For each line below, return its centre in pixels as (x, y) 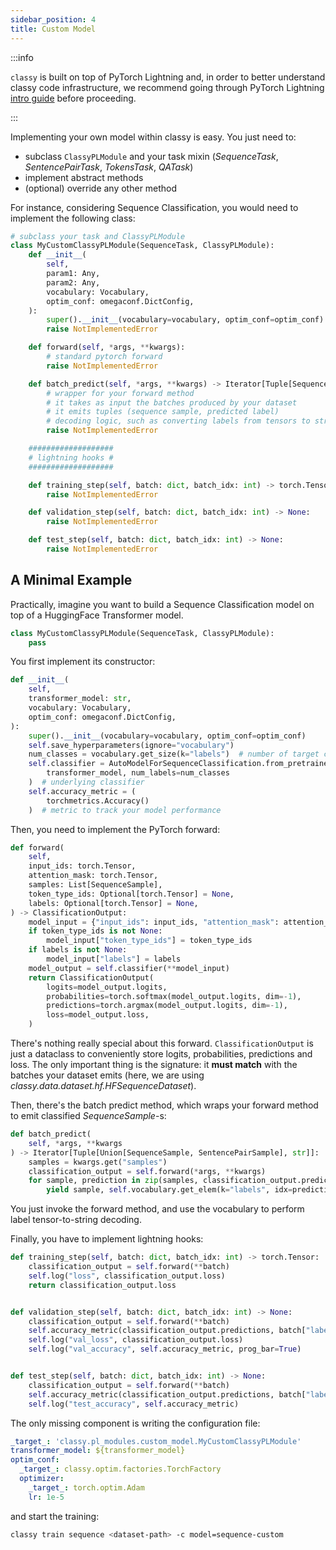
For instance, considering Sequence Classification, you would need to (154, 207)
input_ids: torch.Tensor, (82, 866)
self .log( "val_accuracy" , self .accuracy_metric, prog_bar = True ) (165, 1349)
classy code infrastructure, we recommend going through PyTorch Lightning (167, 87)
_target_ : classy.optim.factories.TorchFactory (120, 1469)
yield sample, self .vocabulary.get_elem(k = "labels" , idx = (169, 1190)
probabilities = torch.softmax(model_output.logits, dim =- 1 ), (174, 996)
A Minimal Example (71, 580)
